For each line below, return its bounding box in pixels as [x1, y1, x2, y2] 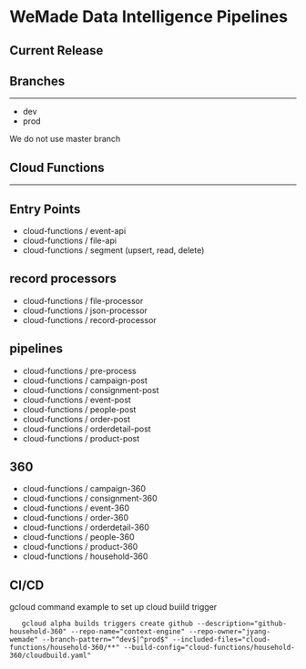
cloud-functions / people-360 [22, 532, 135, 542]
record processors [9, 271, 117, 287]
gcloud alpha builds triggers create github [21, 619, 194, 629]
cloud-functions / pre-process [22, 365, 137, 376]
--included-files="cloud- [172, 635, 271, 644]
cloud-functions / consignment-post [22, 384, 159, 395]
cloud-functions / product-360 [22, 542, 138, 552]
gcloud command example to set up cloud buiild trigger [9, 602, 218, 613]
